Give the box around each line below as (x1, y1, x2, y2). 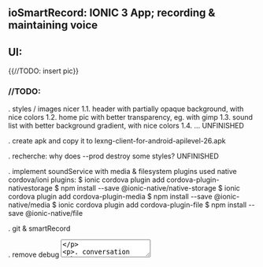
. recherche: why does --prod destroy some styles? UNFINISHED (8, 151, 219, 161)
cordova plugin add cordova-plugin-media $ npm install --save (8, 191, 213, 201)
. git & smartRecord (8, 224, 71, 233)
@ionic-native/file (24, 208, 83, 217)
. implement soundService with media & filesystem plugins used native (8, 166, 238, 176)
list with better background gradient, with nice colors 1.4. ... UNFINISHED (8, 121, 244, 130)
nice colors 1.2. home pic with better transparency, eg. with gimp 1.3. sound (8, 112, 254, 121)
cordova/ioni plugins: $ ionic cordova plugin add (8, 175, 165, 184)
